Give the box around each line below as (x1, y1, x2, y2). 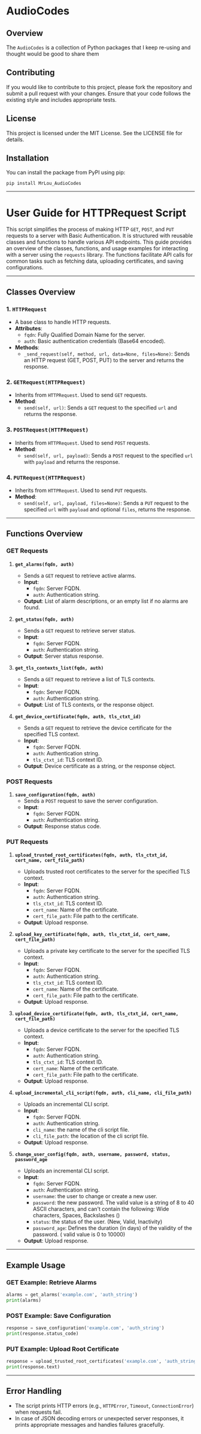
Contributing (6, 68, 55, 78)
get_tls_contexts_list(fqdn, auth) (14, 665, 104, 671)
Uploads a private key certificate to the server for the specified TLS (23, 947, 190, 955)
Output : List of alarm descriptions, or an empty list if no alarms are (23, 597, 188, 604)
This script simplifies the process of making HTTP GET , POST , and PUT (6, 226, 175, 233)
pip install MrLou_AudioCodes (6, 181, 82, 187)
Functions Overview (6, 528, 83, 539)
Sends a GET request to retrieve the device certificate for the (23, 724, 172, 731)
